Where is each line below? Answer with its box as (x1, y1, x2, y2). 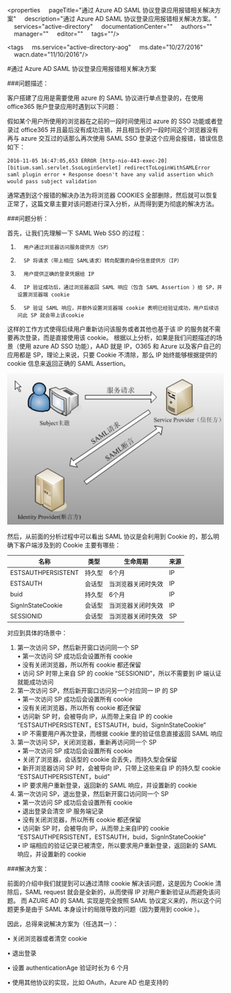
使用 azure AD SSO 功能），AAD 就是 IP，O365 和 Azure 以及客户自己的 (19, 342, 221, 350)
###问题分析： (7, 214, 49, 222)
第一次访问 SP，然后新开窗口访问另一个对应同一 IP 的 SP (16, 686, 178, 694)
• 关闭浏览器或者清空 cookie (7, 934, 87, 942)
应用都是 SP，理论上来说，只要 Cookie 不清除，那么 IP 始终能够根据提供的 (7, 351, 218, 359)
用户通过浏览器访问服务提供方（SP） (23, 244, 112, 251)
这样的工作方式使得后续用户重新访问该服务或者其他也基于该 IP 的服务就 (7, 325, 209, 333)
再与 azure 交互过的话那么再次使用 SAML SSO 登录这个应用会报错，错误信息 (7, 134, 223, 143)
